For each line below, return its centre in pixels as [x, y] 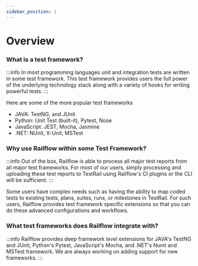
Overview [30, 41]
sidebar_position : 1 [32, 12]
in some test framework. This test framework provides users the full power [97, 79]
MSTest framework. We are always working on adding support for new [92, 251]
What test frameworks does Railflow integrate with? [82, 226]
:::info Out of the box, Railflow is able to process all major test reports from [97, 161]
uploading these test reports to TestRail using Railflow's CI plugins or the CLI [99, 174]
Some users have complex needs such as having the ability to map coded [96, 192]
